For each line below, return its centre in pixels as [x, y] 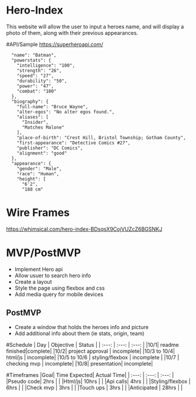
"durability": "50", [42, 81]
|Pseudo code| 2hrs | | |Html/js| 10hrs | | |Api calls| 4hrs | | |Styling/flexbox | [98, 381]
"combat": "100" [37, 91]
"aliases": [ [33, 117]
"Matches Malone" [43, 127]
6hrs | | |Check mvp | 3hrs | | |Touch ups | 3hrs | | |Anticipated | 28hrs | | [94, 388]
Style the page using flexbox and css [60, 288]
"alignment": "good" [42, 153]
